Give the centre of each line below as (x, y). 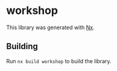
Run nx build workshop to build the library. (59, 61)
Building (22, 46)
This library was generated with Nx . (50, 27)
